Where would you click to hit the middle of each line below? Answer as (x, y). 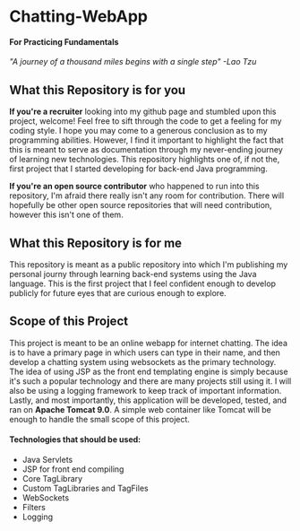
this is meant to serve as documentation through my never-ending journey (146, 150)
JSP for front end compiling (73, 469)
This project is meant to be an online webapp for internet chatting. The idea (149, 343)
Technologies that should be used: (75, 440)
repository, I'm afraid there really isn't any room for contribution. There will (147, 196)
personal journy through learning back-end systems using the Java (133, 274)
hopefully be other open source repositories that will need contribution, (141, 205)
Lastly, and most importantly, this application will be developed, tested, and (148, 400)
